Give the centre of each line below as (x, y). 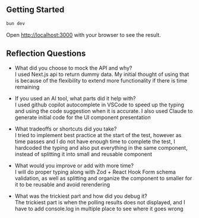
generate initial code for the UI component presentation (83, 117)
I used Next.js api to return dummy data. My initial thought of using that (102, 74)
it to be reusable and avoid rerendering (62, 184)
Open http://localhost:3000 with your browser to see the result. (84, 34)
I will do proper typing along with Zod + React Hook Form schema (95, 172)
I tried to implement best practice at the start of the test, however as (98, 135)
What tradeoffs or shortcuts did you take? (66, 129)
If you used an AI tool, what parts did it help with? (75, 98)
